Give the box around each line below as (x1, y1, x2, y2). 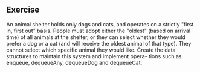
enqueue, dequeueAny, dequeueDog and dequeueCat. (6, 59, 143, 66)
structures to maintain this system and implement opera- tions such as (6, 52, 182, 59)
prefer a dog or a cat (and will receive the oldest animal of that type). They (6, 40, 192, 47)
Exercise (6, 5, 40, 15)
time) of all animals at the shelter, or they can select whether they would (6, 33, 185, 41)
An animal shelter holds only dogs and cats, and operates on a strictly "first (6, 20, 194, 28)
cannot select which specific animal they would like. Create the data (6, 46, 176, 53)
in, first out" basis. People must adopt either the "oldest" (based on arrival (6, 27, 191, 34)
